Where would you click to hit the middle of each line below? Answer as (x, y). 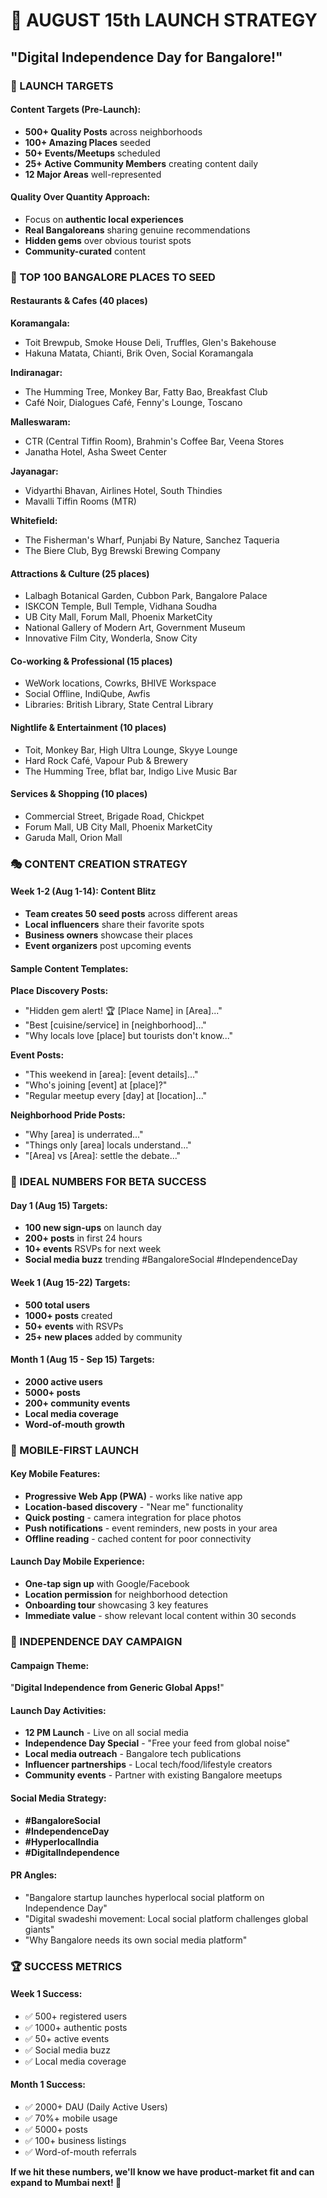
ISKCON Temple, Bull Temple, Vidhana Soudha (121, 606)
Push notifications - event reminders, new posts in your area (151, 1528)
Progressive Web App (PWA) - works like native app (133, 1496)
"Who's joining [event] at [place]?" (96, 1085)
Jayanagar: (34, 471)
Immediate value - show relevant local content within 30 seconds (160, 1616)
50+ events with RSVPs (74, 1326)
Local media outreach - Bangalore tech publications (133, 1754)
